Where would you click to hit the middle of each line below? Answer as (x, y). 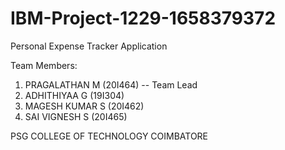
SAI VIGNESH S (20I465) (76, 116)
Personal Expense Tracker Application (89, 46)
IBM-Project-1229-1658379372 (143, 18)
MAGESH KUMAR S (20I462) (84, 106)
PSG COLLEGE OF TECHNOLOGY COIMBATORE (109, 136)
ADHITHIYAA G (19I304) (74, 95)
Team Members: (44, 65)
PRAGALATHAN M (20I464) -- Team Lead (111, 84)
